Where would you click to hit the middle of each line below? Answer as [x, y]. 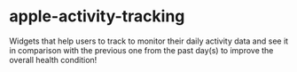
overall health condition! [53, 60]
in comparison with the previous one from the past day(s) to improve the [141, 50]
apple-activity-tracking [97, 16]
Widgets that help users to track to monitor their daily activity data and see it [149, 41]
